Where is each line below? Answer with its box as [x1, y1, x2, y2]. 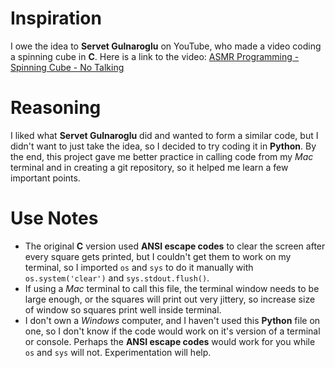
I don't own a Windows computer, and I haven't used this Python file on [24, 314, 321, 326]
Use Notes [10, 207, 99, 230]
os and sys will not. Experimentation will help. [24, 346, 212, 358]
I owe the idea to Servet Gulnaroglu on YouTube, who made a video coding [10, 40, 322, 52]
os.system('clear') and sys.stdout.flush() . [24, 272, 210, 284]
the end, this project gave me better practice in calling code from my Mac [10, 150, 314, 162]
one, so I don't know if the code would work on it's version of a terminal [24, 325, 321, 337]
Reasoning [10, 97, 102, 119]
